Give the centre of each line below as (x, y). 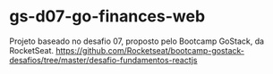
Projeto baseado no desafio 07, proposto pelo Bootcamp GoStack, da (137, 41)
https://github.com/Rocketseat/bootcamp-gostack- (150, 50)
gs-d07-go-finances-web (107, 16)
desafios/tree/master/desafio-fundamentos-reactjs (103, 60)
